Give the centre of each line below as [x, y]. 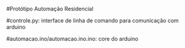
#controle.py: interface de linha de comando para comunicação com [92, 20]
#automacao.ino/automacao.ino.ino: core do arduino [72, 39]
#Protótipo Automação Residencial [50, 9]
